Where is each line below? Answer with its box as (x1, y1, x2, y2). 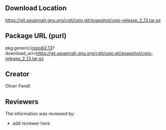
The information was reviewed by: (5, 111, 75, 117)
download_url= (5, 50, 36, 56)
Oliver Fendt (5, 83, 30, 89)
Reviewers (5, 97, 39, 106)
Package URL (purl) (5, 32, 67, 40)
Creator (5, 70, 30, 79)
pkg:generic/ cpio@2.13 (5, 45, 53, 51)
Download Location (5, 4, 67, 12)
